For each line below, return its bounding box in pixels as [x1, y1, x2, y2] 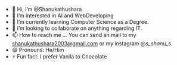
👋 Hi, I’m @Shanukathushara [11, 6, 82, 13]
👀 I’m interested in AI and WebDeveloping [11, 12, 114, 19]
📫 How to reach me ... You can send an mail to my [11, 32, 136, 38]
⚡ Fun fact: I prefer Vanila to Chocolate [11, 53, 107, 60]
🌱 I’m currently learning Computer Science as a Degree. [11, 18, 149, 25]
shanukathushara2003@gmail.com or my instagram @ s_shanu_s [11, 40, 172, 47]
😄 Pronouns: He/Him [11, 47, 64, 53]
